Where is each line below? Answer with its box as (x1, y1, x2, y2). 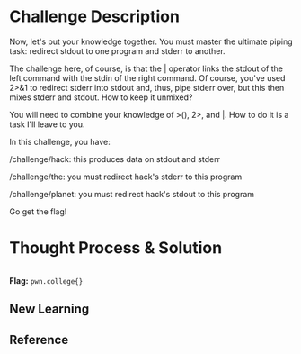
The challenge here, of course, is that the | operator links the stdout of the (9, 63, 284, 74)
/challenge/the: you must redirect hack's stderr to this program (9, 171, 243, 182)
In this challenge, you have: (9, 136, 111, 147)
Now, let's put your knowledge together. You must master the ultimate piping (9, 36, 293, 47)
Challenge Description (9, 6, 180, 27)
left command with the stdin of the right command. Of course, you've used (9, 72, 286, 83)
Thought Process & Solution (9, 238, 223, 259)
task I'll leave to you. (9, 119, 85, 130)
